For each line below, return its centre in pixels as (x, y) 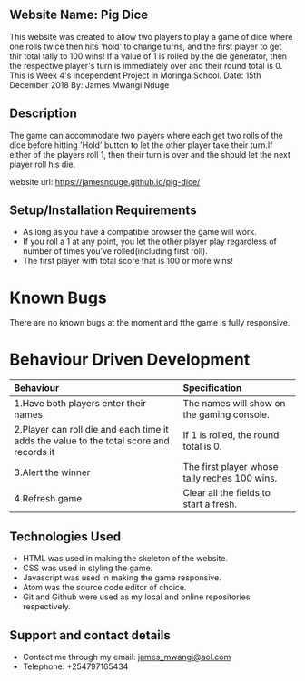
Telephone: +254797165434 (75, 666)
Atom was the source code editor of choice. (105, 588)
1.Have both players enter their (80, 404)
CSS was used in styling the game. (88, 568)
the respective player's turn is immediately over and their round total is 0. (146, 65)
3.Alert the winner (52, 472)
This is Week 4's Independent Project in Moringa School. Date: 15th (135, 75)
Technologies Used (65, 536)
